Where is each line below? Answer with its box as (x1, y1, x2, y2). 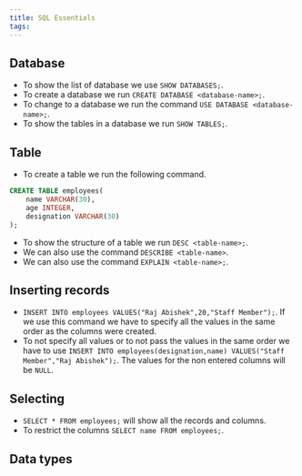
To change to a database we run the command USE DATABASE (22, 99, 249, 110)
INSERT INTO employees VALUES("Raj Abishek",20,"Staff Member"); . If (22, 307, 286, 318)
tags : (9, 22, 30, 31)
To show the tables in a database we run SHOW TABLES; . (22, 118, 228, 129)
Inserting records (9, 282, 110, 298)
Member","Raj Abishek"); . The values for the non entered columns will (22, 355, 287, 366)
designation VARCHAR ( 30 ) (25, 211, 120, 221)
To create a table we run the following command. (22, 169, 206, 180)
